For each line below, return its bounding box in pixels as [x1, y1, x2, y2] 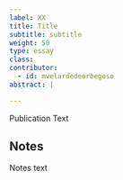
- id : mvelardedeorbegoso [17, 72, 115, 81]
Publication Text [9, 112, 69, 123]
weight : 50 [9, 38, 50, 48]
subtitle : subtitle [9, 30, 83, 39]
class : [9, 55, 34, 64]
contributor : [9, 64, 58, 73]
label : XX [9, 13, 47, 22]
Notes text [9, 163, 48, 174]
